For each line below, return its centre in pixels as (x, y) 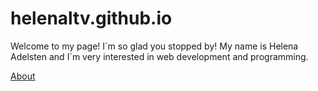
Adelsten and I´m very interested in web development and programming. (159, 56)
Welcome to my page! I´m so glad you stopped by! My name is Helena (154, 46)
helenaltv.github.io (91, 18)
